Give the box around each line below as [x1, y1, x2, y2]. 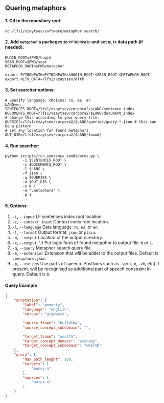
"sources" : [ [23, 375, 49, 380]
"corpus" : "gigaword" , [23, 312, 69, 317]
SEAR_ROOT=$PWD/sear [5, 59, 47, 64]
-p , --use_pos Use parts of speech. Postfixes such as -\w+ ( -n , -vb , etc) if [12, 261, 160, 267]
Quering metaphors [5, 4, 66, 12]
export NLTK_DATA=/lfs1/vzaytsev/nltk [5, 76, 84, 82]
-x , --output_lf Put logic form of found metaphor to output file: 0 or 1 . [12, 240, 153, 246]
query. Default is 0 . [12, 271, 50, 277]
